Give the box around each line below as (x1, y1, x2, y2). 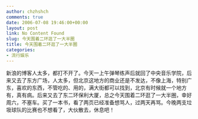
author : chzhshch (6, 8, 49, 15)
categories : (6, 47, 35, 53)
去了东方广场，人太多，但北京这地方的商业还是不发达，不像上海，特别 (16, 77, 187, 84)
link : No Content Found (6, 31, 65, 37)
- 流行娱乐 (6, 52, 29, 58)
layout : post (6, 25, 38, 31)
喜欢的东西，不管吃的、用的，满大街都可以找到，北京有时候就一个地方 (16, 84, 187, 91)
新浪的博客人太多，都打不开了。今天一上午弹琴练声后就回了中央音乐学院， (6, 69, 187, 77)
